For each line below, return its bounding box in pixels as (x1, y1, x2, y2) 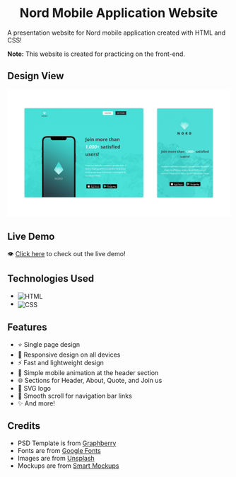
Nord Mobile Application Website (19, 5, 218, 21)
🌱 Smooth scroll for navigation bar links (17, 391, 132, 400)
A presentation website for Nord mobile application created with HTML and (7, 28, 226, 37)
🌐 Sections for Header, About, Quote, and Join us (17, 376, 163, 384)
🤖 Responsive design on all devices (17, 350, 121, 359)
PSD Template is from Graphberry (17, 439, 117, 447)
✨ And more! (17, 398, 55, 408)
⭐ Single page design (17, 340, 80, 348)
